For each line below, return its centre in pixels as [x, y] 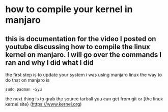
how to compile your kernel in [69, 9]
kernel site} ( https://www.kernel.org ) [44, 104]
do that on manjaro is [27, 80]
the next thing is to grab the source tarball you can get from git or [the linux [84, 99]
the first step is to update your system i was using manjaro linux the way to [83, 75]
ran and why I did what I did [49, 63]
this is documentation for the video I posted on [81, 39]
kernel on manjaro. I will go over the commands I [83, 54]
